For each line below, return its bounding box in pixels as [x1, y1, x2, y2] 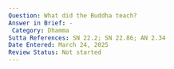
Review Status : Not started [8, 48, 102, 56]
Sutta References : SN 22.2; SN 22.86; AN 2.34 [8, 33, 166, 42]
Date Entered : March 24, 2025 [8, 41, 109, 49]
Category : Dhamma [11, 26, 69, 34]
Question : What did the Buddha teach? [8, 11, 137, 20]
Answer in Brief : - [8, 19, 73, 27]
